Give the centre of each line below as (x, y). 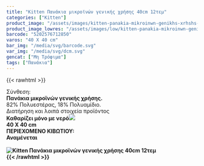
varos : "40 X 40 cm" (32, 40)
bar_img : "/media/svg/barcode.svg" (51, 46)
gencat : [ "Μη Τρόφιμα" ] (36, 57)
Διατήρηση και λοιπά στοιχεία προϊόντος (58, 111)
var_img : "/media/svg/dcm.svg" (46, 51)
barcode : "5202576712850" (39, 35)
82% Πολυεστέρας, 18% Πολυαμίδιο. (54, 104)
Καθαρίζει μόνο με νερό (38, 118)
